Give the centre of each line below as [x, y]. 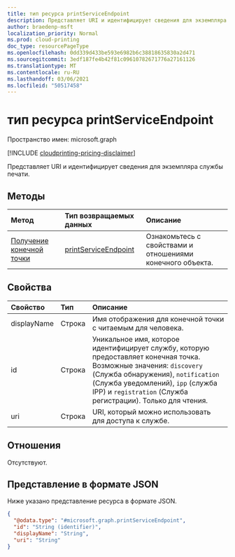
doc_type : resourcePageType [48, 46]
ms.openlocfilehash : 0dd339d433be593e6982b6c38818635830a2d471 [101, 53]
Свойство [28, 307]
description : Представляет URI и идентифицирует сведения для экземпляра [117, 20]
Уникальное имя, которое [136, 339]
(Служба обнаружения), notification [156, 374]
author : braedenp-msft [40, 27]
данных [78, 225]
